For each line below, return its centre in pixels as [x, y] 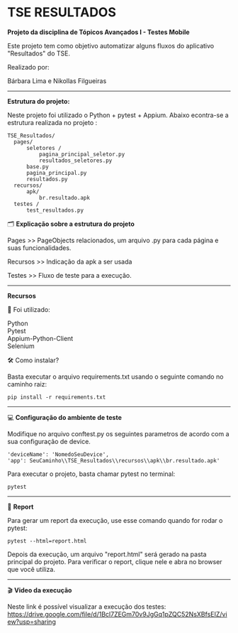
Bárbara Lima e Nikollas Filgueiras [57, 81]
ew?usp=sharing [32, 622]
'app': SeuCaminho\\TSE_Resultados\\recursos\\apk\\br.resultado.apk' [114, 460]
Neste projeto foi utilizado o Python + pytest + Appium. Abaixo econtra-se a [118, 115]
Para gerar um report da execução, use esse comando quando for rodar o [115, 520]
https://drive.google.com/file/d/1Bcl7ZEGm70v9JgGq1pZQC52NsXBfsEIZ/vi [118, 614]
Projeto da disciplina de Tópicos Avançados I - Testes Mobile [98, 32]
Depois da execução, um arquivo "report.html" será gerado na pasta [107, 554]
